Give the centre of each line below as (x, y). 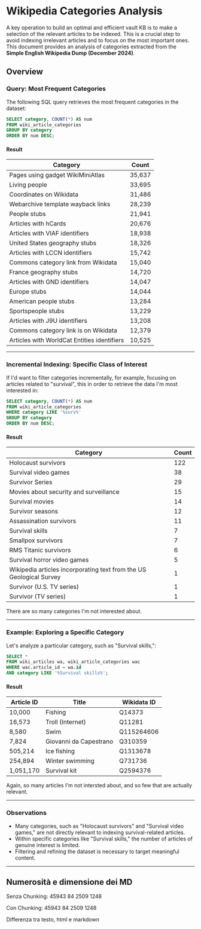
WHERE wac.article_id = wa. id (44, 668)
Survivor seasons (34, 511)
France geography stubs (44, 272)
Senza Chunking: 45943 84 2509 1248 (54, 896)
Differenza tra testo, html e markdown (53, 919)
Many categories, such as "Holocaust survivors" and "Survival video (99, 826)
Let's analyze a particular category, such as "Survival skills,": (81, 645)
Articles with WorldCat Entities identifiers (67, 340)
